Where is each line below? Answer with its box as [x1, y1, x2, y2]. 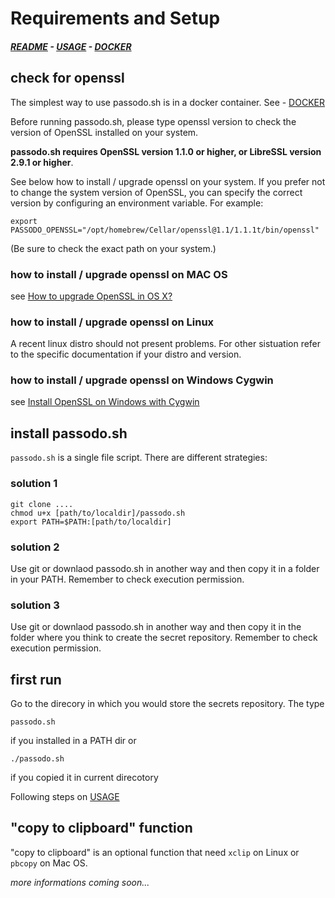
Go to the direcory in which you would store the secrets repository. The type [10, 698, 325, 709]
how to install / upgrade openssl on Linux [10, 315, 215, 329]
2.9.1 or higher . [10, 156, 74, 168]
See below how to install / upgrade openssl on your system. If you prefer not [10, 175, 326, 187]
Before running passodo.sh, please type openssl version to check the [10, 115, 297, 127]
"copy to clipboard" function [10, 820, 193, 837]
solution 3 [10, 598, 60, 612]
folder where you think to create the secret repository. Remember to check [10, 632, 318, 644]
